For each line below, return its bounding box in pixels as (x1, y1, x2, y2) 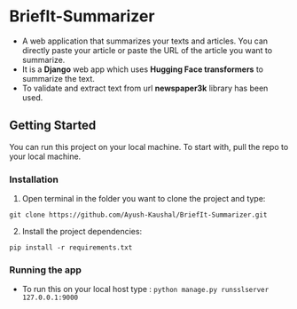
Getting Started (9, 118, 97, 133)
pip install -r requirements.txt (9, 243, 133, 252)
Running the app (9, 264, 82, 276)
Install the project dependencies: (21, 226, 143, 237)
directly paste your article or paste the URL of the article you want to (21, 44, 273, 55)
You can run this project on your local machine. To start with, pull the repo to (9, 141, 289, 152)
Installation (9, 173, 59, 186)
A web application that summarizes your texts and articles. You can (21, 36, 269, 46)
